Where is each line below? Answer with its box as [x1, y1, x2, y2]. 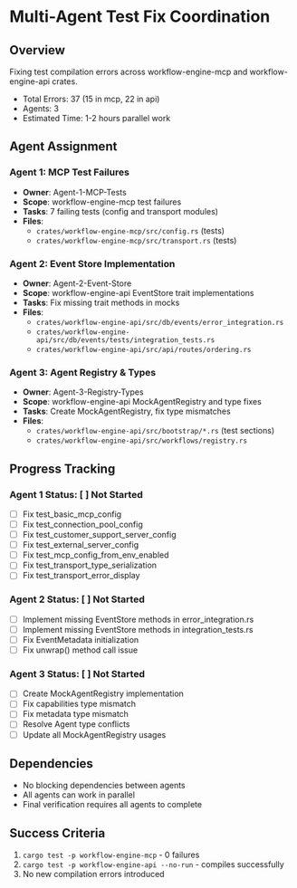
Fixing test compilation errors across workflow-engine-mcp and [9, 66, 248, 77]
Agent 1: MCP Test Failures [9, 166, 129, 178]
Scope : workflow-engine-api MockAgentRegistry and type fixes [22, 396, 263, 407]
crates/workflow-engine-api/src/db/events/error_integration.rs [35, 318, 284, 327]
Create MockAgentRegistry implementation [22, 688, 184, 699]
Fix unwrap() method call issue [22, 645, 139, 655]
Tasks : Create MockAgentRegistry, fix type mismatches [22, 406, 231, 417]
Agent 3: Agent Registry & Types [9, 366, 157, 378]
